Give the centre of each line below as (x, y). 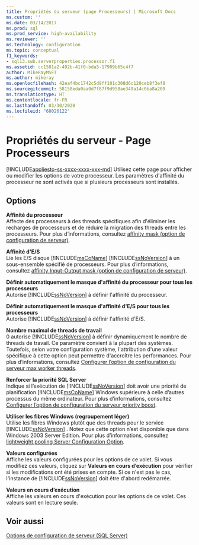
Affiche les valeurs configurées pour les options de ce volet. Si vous (89, 460)
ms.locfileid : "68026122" (38, 111)
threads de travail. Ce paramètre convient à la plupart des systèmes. (90, 343)
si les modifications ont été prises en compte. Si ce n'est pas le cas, (89, 472)
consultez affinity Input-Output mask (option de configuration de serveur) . (97, 271)
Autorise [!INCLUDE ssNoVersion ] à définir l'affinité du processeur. (87, 295)
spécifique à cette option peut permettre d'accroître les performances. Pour (99, 356)
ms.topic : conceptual (33, 50)
